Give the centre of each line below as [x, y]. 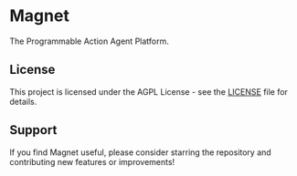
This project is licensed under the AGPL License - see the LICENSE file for [148, 91]
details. [23, 101]
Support [33, 130]
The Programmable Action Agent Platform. [89, 41]
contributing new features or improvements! [92, 161]
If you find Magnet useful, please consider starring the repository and [140, 152]
